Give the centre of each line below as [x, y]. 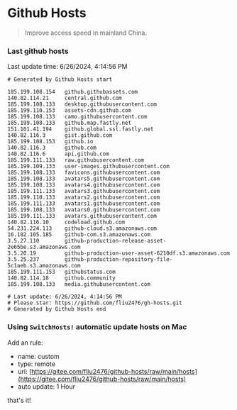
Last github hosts [38, 51]
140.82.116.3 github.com [52, 148]
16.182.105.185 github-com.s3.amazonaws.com [79, 235]
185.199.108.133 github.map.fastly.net [70, 123]
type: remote [36, 364]
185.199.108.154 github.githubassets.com [73, 92]
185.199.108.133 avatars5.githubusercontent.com [84, 179]
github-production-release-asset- [115, 241]
